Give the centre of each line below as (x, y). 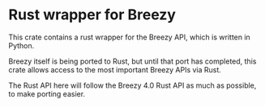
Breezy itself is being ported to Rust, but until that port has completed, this (132, 61)
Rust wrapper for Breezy (92, 15)
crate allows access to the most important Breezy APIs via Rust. (115, 69)
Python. (21, 45)
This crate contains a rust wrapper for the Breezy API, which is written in (130, 37)
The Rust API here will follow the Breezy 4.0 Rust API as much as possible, (132, 85)
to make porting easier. (47, 93)
